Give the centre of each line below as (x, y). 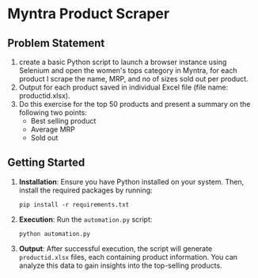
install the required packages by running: (85, 190)
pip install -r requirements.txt (74, 204)
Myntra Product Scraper (89, 14)
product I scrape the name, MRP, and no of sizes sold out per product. (133, 79)
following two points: (53, 112)
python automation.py (54, 234)
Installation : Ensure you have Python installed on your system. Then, (131, 181)
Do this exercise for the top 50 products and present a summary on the (135, 104)
